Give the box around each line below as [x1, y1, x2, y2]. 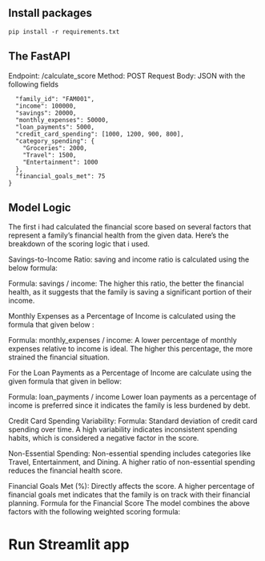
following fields [8, 79, 58, 89]
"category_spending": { [15, 136, 94, 145]
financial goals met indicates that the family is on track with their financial [8, 490, 251, 500]
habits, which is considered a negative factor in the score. [8, 433, 199, 443]
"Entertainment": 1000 [22, 158, 98, 166]
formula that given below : [8, 320, 94, 330]
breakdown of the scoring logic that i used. [8, 239, 151, 249]
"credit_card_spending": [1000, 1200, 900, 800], [15, 130, 184, 138]
